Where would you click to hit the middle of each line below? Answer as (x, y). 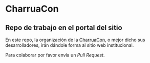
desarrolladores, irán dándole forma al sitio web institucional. (70, 45)
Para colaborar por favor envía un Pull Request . (55, 55)
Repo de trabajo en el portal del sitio (64, 28)
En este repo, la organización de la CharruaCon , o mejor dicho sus (75, 40)
